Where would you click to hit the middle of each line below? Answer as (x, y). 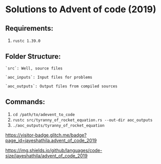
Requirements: (29, 28)
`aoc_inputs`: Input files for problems (49, 77)
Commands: (25, 102)
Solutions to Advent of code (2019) (81, 9)
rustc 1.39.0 (27, 41)
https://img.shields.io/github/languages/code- (54, 150)
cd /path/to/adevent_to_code (44, 114)
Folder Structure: (33, 56)
